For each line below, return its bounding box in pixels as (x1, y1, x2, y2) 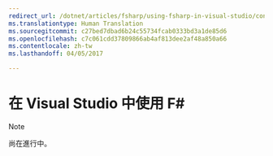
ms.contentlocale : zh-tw (8, 42, 93, 50)
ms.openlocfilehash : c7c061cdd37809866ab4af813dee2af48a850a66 (8, 34, 227, 43)
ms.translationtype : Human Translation (8, 19, 144, 28)
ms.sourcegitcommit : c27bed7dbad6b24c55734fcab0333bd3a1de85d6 (8, 27, 227, 35)
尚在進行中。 (8, 138, 51, 148)
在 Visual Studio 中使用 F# (8, 94, 185, 113)
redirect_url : (8, 11, 57, 20)
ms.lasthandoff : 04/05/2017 (8, 50, 104, 58)
